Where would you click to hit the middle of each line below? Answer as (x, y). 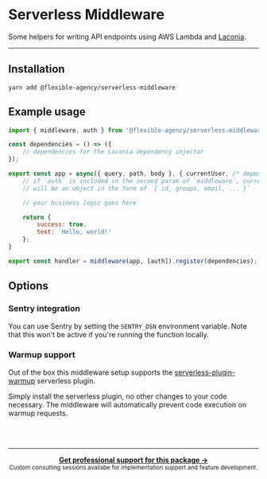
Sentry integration (44, 309)
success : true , (62, 224)
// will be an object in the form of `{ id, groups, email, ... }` (136, 189)
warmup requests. (38, 413)
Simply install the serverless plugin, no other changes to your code (118, 396)
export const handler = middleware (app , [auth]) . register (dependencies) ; (133, 261)
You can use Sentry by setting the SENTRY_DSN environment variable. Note (128, 326)
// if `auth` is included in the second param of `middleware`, (131, 181)
